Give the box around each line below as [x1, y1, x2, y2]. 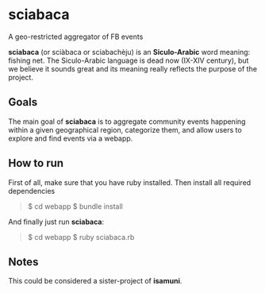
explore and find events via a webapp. [8, 133, 133, 143]
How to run [8, 156, 64, 170]
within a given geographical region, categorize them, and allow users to [8, 125, 242, 134]
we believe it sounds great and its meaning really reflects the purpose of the [8, 64, 258, 73]
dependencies [8, 186, 56, 195]
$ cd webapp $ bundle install [27, 201, 123, 211]
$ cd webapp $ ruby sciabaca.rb [27, 232, 135, 241]
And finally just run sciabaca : [8, 217, 105, 226]
